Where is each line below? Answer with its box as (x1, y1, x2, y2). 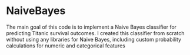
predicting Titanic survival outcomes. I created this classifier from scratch (6, 29, 185, 36)
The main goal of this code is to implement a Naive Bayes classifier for (6, 23, 177, 30)
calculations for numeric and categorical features (6, 42, 125, 49)
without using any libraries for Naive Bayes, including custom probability (6, 36, 181, 43)
